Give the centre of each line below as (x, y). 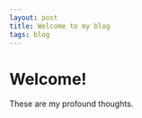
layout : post (34, 18)
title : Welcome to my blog (60, 26)
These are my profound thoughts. (71, 104)
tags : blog (30, 34)
